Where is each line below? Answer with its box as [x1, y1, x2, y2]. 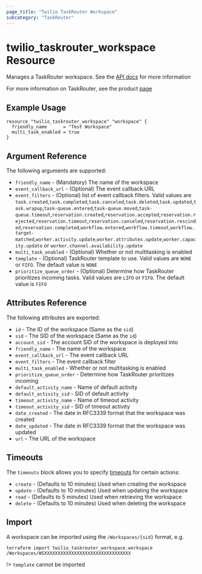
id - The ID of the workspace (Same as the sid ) [15, 325, 134, 333]
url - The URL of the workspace [15, 435, 96, 442]
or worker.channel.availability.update [44, 242, 143, 249]
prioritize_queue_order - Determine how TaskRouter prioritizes [15, 370, 174, 378]
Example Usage [6, 102, 67, 113]
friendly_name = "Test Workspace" [11, 124, 112, 130]
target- [15, 230, 34, 236]
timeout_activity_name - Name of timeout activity [15, 396, 139, 403]
